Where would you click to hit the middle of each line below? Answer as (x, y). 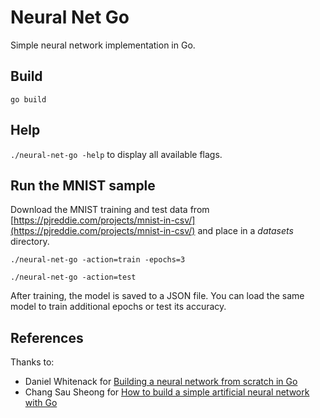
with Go (41, 403)
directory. (30, 242)
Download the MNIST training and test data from (110, 210)
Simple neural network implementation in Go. (103, 45)
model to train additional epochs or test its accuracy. (118, 307)
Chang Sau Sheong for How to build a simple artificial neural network (167, 392)
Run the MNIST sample (83, 185)
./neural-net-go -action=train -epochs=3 (98, 260)
